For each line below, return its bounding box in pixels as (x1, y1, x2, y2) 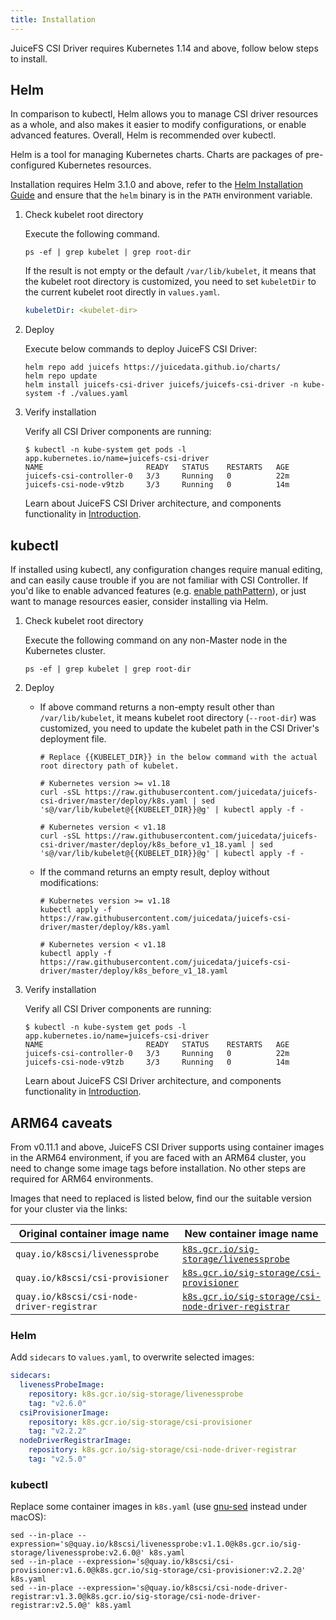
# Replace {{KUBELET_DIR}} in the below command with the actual (39, 752, 318, 763)
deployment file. (39, 733, 107, 745)
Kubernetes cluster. (24, 645, 106, 657)
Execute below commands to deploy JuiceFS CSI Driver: (24, 343, 258, 355)
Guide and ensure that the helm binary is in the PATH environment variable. (10, 189, 313, 201)
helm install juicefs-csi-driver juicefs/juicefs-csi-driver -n (24, 380, 299, 390)
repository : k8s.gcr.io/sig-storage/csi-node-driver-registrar (28, 1445, 298, 1455)
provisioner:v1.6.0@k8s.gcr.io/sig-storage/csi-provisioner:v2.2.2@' (10, 1566, 307, 1576)
